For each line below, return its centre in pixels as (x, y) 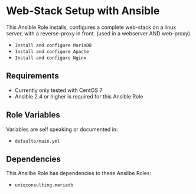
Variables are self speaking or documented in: (62, 129)
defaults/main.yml (37, 141)
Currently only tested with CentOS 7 (58, 90)
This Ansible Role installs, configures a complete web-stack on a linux (91, 27)
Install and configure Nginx (50, 58)
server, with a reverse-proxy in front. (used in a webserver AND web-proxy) (98, 33)
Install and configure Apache (52, 51)
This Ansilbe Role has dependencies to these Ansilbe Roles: (79, 173)
